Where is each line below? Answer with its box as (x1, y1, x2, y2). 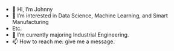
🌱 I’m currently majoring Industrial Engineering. (11, 31, 129, 38)
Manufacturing (11, 19, 50, 25)
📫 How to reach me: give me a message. (11, 38, 115, 45)
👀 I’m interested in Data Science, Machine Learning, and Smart (11, 12, 168, 19)
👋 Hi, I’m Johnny (11, 6, 53, 13)
